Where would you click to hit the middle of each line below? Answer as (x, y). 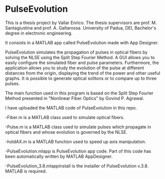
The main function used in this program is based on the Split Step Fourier (79, 93)
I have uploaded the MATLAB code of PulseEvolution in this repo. (71, 108)
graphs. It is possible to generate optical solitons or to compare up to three (81, 78)
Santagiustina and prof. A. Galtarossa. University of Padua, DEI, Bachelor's (81, 28)
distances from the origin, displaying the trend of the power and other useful (83, 73)
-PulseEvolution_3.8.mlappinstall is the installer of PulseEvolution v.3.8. (77, 166)
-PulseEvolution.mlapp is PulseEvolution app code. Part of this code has (78, 151)
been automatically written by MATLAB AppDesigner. (59, 156)
